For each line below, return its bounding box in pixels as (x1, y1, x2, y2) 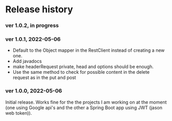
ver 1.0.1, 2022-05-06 (5, 36, 61, 43)
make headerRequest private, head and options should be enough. (12, 64, 154, 70)
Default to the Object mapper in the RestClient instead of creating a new (12, 47, 165, 53)
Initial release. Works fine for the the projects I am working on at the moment (5, 99, 167, 105)
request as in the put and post (12, 74, 76, 80)
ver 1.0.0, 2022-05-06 (5, 87, 62, 94)
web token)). (5, 110, 32, 116)
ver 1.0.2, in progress (5, 22, 59, 29)
